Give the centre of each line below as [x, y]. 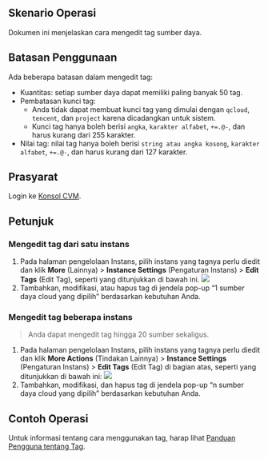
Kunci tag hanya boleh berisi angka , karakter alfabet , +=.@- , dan [138, 126]
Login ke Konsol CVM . [45, 196]
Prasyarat [33, 177]
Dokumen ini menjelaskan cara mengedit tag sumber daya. [105, 32]
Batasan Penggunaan [63, 58]
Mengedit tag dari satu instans [69, 244]
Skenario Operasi [52, 13]
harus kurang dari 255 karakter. [84, 134]
